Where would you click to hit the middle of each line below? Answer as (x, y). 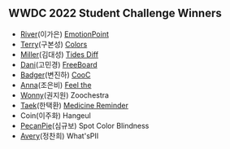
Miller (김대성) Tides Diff (59, 54)
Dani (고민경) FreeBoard (59, 64)
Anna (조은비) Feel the (56, 85)
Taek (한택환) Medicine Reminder (74, 105)
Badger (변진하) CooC (55, 74)
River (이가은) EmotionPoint (65, 34)
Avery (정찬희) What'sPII (59, 136)
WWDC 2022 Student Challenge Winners (115, 13)
